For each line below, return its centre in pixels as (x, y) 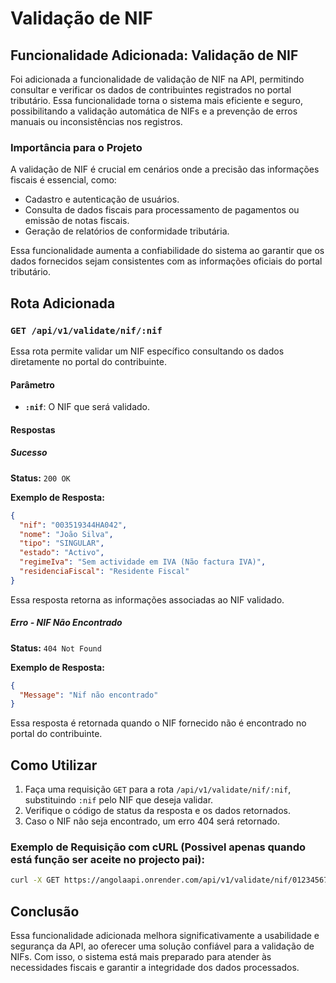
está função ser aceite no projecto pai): (107, 860)
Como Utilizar (54, 765)
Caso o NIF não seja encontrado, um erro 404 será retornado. (152, 821)
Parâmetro (32, 384)
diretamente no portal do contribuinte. (88, 361)
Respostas (33, 429)
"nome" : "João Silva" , (66, 534)
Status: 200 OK (40, 478)
